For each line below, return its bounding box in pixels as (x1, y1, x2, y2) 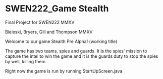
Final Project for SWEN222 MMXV (5, 19, 75, 25)
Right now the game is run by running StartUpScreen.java (5, 68, 123, 74)
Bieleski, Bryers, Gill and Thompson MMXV (5, 29, 93, 35)
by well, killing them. (5, 58, 47, 64)
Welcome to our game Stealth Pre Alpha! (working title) (5, 38, 117, 44)
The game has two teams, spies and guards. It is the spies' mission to (5, 48, 147, 54)
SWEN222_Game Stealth (5, 3, 109, 14)
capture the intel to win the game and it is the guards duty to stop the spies (5, 53, 159, 59)
